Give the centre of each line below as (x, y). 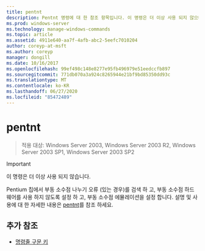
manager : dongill (28, 57)
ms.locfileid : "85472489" (39, 97)
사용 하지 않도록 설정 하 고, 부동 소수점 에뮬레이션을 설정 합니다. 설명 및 (107, 197)
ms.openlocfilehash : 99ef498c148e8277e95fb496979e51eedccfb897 (88, 69)
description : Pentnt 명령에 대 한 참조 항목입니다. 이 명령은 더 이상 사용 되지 (97, 18)
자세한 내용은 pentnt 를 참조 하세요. (72, 205)
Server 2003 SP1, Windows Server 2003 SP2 (78, 152)
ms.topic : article (30, 35)
